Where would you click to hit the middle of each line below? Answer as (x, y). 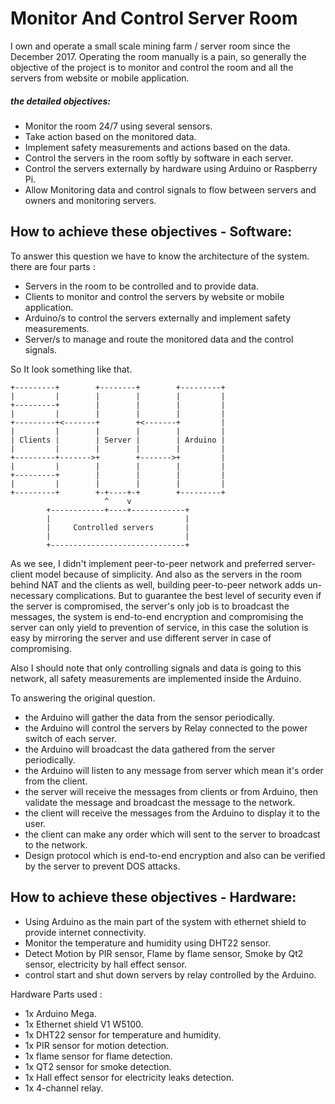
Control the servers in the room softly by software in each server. (159, 158)
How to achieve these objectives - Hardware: (153, 897)
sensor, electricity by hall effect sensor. (106, 964)
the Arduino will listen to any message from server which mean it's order (174, 770)
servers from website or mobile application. (100, 78)
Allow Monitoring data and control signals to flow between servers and (170, 189)
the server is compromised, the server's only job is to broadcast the (150, 606)
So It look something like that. (71, 369)
